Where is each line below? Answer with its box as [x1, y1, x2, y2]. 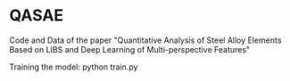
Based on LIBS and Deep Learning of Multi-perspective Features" [9, 44, 251, 54]
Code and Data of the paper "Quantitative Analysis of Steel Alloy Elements [9, 35, 282, 45]
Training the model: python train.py [9, 61, 138, 72]
